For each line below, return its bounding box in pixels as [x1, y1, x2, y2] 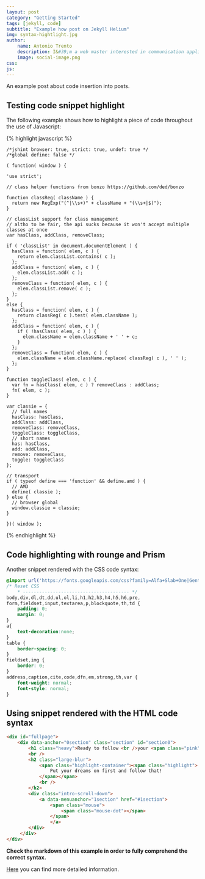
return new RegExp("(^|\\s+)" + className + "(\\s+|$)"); [12, 200, 163, 207]
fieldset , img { [6, 657, 45, 663]
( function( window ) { [6, 163, 67, 169]
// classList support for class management [6, 216, 119, 223]
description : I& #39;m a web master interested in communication [17, 49, 184, 55]
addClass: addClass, [12, 419, 64, 425]
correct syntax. [6, 853, 47, 861]
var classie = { [6, 403, 48, 410]
